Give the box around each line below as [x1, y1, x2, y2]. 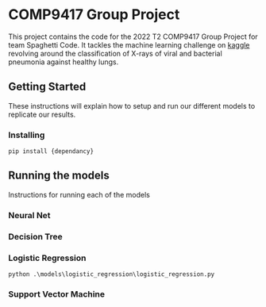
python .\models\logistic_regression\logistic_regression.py [8, 271, 215, 278]
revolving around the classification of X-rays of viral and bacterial [8, 48, 222, 58]
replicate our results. [8, 109, 76, 119]
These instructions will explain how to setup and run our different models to [8, 101, 256, 110]
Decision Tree [8, 231, 64, 242]
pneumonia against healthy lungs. [8, 57, 119, 67]
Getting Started [8, 80, 87, 94]
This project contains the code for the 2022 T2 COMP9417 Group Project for [8, 32, 258, 41]
